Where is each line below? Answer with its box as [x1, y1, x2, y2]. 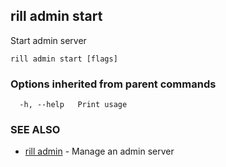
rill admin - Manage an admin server [24, 145, 175, 158]
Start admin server [10, 34, 87, 46]
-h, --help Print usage [19, 100, 128, 110]
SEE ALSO [10, 123, 61, 137]
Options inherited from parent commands [10, 77, 217, 91]
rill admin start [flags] [10, 54, 118, 64]
